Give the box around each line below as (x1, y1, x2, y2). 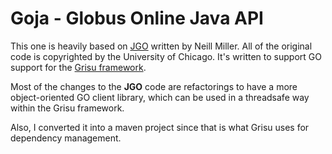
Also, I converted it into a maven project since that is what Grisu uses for (10, 121, 310, 133)
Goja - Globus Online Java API (10, 7, 264, 30)
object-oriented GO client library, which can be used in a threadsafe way (10, 91, 310, 103)
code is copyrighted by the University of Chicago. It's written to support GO (10, 50, 322, 62)
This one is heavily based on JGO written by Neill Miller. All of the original (10, 40, 313, 52)
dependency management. (10, 132, 122, 144)
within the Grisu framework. (10, 102, 125, 114)
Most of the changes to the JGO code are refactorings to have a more (10, 80, 298, 92)
